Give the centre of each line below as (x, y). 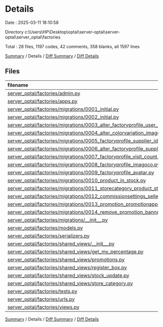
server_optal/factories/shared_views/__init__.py (61, 244)
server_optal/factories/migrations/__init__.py (58, 220)
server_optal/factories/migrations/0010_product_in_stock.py (77, 180)
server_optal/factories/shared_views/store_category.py (70, 283)
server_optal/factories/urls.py (41, 299)
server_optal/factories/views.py (43, 307)
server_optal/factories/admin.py (44, 93)
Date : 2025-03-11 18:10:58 (32, 22)
